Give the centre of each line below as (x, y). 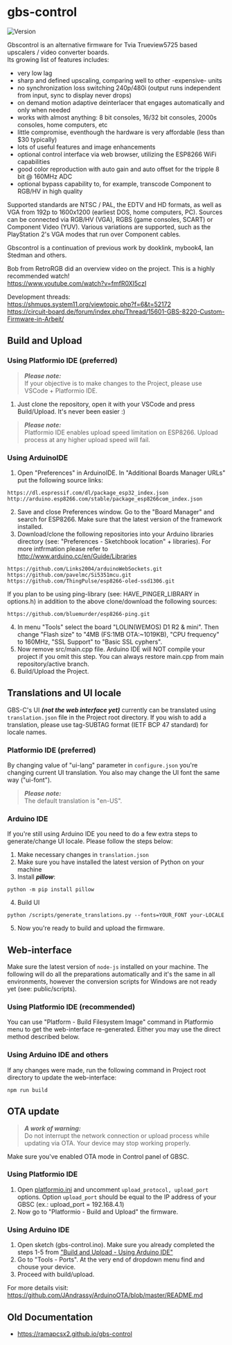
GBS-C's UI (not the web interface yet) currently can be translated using (111, 710)
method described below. (44, 1037)
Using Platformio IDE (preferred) (62, 361)
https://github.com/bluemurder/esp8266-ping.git (79, 614)
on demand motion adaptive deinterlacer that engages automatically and (121, 102)
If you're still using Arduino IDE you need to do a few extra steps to (102, 834)
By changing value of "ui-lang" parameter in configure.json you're (102, 765)
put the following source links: (60, 480)
